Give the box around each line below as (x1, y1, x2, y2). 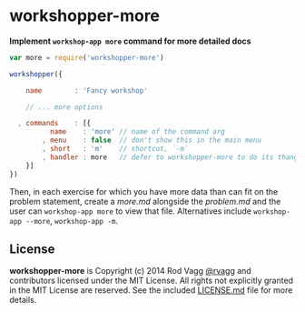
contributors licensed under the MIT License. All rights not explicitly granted (9, 275, 293, 287)
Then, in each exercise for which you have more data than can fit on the (9, 186, 279, 196)
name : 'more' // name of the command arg (49, 127, 225, 136)
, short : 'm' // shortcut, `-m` (42, 145, 189, 154)
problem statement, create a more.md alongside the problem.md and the (9, 196, 281, 206)
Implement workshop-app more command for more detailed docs (9, 35, 251, 46)
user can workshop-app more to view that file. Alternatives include (9, 206, 252, 216)
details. (9, 295, 37, 306)
